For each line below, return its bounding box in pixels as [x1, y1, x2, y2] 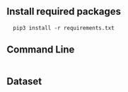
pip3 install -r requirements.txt [13, 24, 115, 31]
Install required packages [6, 6, 122, 18]
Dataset [6, 76, 42, 88]
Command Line [6, 44, 75, 56]
